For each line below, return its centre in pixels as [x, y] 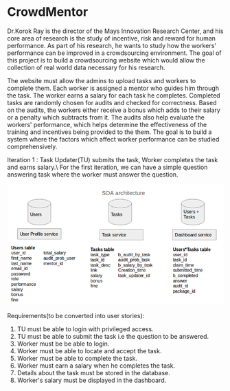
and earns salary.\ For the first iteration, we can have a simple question [107, 167]
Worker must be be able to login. [63, 344]
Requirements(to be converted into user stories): [76, 315]
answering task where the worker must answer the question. [93, 174]
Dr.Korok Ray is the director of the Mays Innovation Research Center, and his [115, 31]
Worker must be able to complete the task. [77, 358]
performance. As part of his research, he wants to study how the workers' [112, 45]
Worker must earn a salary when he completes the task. [96, 366]
